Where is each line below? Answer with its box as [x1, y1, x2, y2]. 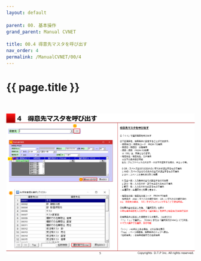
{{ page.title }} [6, 80, 80, 94]
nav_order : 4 [6, 48, 39, 54]
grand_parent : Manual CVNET [6, 29, 77, 35]
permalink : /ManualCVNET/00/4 [6, 54, 82, 60]
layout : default [6, 10, 47, 16]
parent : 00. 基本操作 [6, 22, 57, 28]
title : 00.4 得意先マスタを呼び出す [6, 41, 88, 47]
